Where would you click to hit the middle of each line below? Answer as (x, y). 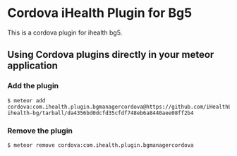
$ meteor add (26, 100)
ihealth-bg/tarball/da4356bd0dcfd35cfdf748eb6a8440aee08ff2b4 (101, 113)
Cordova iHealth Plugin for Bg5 (100, 13)
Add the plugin (33, 86)
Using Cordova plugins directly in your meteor (111, 55)
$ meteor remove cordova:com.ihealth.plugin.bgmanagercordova (101, 145)
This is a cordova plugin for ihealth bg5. (65, 32)
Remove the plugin (40, 131)
